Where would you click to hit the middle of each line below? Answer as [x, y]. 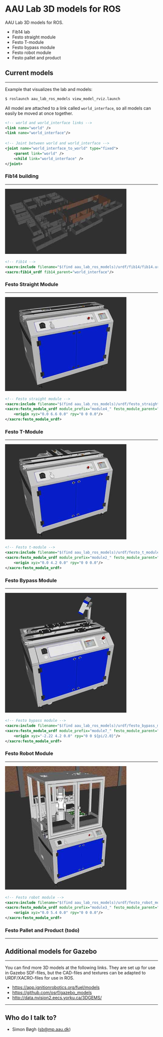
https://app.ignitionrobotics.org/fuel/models [56, 987]
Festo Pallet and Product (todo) [42, 930]
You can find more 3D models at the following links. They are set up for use [80, 968]
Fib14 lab [21, 32]
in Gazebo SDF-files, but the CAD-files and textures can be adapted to [75, 973]
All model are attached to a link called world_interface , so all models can [78, 108]
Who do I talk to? [31, 1018]
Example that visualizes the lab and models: [49, 89]
